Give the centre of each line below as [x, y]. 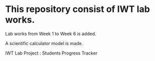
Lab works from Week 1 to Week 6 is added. [51, 33]
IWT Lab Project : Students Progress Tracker [51, 53]
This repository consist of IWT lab [77, 9]
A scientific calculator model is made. [44, 43]
